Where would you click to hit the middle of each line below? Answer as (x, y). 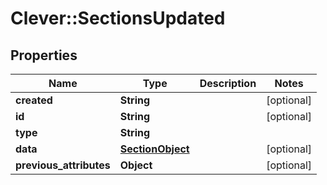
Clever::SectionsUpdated (118, 18)
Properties (44, 55)
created (34, 100)
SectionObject (154, 149)
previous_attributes (63, 165)
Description (228, 83)
